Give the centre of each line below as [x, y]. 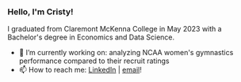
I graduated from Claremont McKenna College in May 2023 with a [115, 29]
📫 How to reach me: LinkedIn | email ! [80, 70]
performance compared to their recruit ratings [94, 61]
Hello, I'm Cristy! [40, 12]
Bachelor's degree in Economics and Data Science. [91, 37]
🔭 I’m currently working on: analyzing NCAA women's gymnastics [126, 53]
